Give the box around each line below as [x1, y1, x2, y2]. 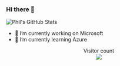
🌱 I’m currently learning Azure [14, 36, 87, 43]
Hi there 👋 [6, 5, 35, 13]
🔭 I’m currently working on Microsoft [14, 30, 104, 37]
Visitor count [83, 47, 115, 54]
